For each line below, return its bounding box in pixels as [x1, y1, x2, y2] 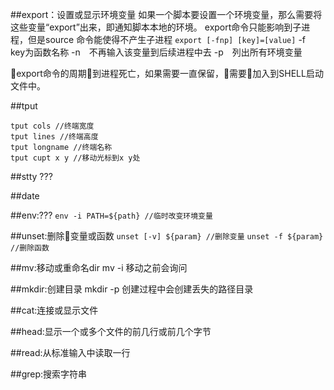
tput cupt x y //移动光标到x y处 [10, 153, 141, 163]
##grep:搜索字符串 [10, 368, 88, 380]
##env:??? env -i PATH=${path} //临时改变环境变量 [10, 209, 213, 221]
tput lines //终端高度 [10, 132, 99, 142]
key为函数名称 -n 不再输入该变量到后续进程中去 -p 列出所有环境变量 [10, 46, 303, 58]
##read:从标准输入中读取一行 [10, 347, 131, 358]
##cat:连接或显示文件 [10, 304, 99, 316]
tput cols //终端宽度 [10, 121, 95, 131]
